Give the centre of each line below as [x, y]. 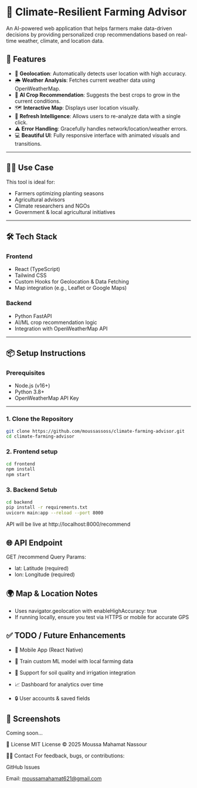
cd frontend [21, 464]
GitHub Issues [23, 767]
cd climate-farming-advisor [40, 437]
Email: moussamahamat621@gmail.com [54, 779]
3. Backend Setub [32, 490]
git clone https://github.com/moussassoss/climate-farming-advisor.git [95, 431]
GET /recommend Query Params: [46, 557]
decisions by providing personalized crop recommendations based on [90, 34]
